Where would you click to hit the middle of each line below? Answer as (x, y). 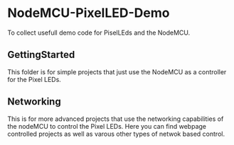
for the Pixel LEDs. (34, 79)
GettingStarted (41, 55)
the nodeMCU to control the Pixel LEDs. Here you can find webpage (107, 126)
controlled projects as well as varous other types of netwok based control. (116, 134)
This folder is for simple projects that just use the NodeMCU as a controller (117, 71)
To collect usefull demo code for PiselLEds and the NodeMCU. (99, 33)
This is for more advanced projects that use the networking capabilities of (116, 119)
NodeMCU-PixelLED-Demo (89, 13)
